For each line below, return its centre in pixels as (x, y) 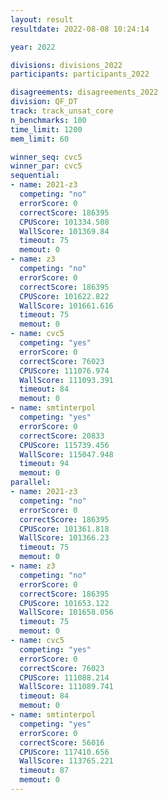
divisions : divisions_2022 (66, 65)
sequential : (35, 176)
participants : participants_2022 (80, 74)
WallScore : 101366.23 (64, 538)
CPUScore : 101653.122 (64, 603)
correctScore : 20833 (62, 436)
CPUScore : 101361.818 (64, 529)
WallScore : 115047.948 (66, 454)
